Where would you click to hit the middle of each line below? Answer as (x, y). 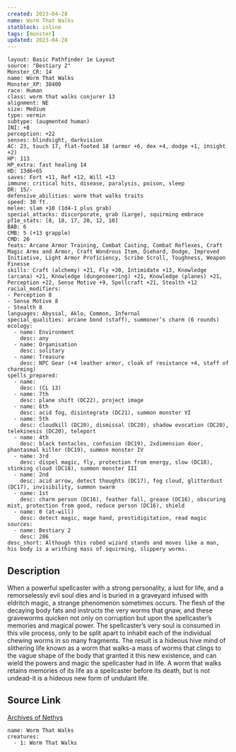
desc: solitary (42, 351)
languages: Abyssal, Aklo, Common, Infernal (74, 314)
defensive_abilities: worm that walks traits (75, 196)
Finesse (19, 264)
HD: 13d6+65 (25, 171)
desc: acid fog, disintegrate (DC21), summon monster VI (106, 413)
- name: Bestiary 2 (42, 531)
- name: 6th (31, 407)
